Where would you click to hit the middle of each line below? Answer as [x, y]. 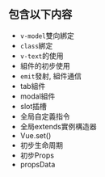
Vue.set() [36, 135]
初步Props [37, 155]
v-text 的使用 [42, 56]
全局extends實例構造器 [58, 126]
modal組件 [38, 96]
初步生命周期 [41, 145]
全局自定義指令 [45, 116]
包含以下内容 [40, 15]
